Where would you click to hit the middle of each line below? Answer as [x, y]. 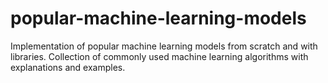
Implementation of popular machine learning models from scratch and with [164, 46]
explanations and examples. [68, 67]
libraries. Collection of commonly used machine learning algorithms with [159, 56]
